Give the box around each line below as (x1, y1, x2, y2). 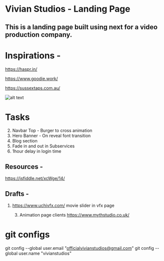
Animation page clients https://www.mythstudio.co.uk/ (19, 212, 130, 218)
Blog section (12, 138, 38, 144)
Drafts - (5, 189, 29, 198)
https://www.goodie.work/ (5, 76, 58, 81)
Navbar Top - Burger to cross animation (12, 128, 93, 134)
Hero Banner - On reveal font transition (12, 133, 91, 139)
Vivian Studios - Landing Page (5, 3, 131, 15)
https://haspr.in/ (5, 66, 38, 72)
